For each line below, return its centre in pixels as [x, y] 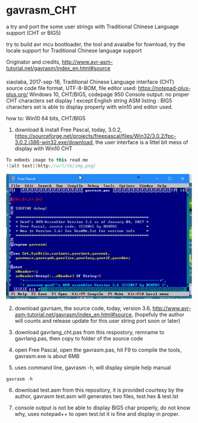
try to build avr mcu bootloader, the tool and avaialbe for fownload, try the [96, 44]
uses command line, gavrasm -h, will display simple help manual [93, 367]
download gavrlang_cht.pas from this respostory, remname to [90, 332]
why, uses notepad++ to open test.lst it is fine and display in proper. [97, 414]
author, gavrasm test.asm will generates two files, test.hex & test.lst [96, 396]
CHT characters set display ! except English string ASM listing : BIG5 [89, 100]
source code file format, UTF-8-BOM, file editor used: [72, 88]
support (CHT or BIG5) [34, 32]
